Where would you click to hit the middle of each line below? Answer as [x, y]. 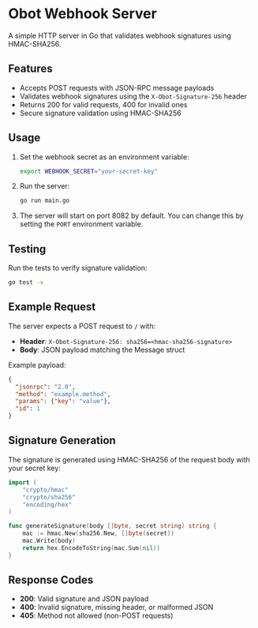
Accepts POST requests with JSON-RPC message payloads [117, 88]
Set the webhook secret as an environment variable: [104, 157]
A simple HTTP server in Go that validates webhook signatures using [120, 36]
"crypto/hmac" [45, 490]
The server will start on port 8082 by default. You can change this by [132, 216]
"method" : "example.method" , [63, 394]
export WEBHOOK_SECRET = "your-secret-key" [89, 171]
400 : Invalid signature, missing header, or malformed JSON [116, 607]
